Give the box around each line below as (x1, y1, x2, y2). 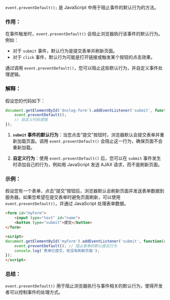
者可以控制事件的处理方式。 (5, 289, 63, 295)
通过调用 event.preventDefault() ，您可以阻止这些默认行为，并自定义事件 (5, 65, 158, 71)
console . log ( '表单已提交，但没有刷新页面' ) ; (14, 248, 100, 253)
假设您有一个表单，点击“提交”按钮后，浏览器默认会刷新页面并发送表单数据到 (5, 188, 164, 194)
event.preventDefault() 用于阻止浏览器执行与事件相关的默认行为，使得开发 (5, 283, 163, 289)
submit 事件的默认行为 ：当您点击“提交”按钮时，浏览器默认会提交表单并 (12, 132, 160, 138)
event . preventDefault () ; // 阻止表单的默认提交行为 (14, 243, 117, 248)
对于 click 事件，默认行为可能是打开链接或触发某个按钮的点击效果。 (12, 54, 155, 60)
